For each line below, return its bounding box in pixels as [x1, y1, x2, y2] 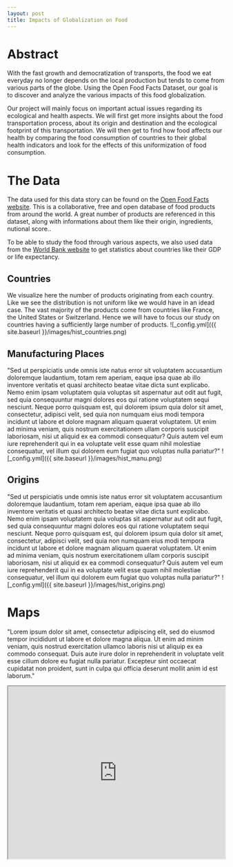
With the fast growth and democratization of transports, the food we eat [7, 69, 212, 77]
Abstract [7, 46, 59, 62]
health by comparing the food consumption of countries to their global [7, 134, 207, 142]
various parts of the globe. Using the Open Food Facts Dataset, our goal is [7, 84, 219, 92]
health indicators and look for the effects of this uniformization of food [7, 141, 207, 149]
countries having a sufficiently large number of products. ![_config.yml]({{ [7, 320, 217, 329]
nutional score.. [7, 225, 52, 233]
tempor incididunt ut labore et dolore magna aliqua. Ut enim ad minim [7, 634, 204, 643]
